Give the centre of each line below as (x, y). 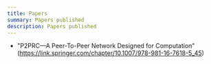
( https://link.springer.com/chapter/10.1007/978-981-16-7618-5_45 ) (111, 53)
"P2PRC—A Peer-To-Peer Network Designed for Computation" (106, 46)
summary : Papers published (46, 20)
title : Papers (27, 13)
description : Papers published (52, 26)
